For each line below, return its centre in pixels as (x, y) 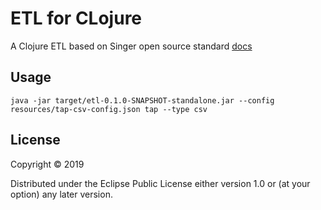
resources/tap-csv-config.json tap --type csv (109, 109)
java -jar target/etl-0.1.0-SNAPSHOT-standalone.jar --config (142, 100)
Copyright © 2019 (47, 164)
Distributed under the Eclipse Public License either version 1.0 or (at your (160, 183)
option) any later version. (61, 194)
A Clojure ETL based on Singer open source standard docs (131, 46)
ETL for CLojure (76, 18)
